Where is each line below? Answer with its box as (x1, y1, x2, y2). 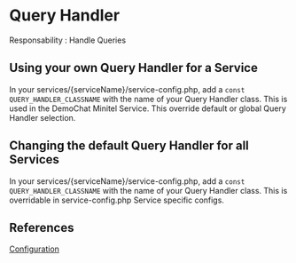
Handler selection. (9, 112, 76, 123)
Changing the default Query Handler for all (9, 139, 250, 154)
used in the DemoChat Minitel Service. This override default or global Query (9, 103, 286, 114)
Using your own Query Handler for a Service (9, 60, 259, 76)
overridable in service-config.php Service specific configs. (9, 195, 224, 205)
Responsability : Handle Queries (9, 35, 127, 45)
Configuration (9, 243, 60, 254)
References (9, 219, 74, 235)
